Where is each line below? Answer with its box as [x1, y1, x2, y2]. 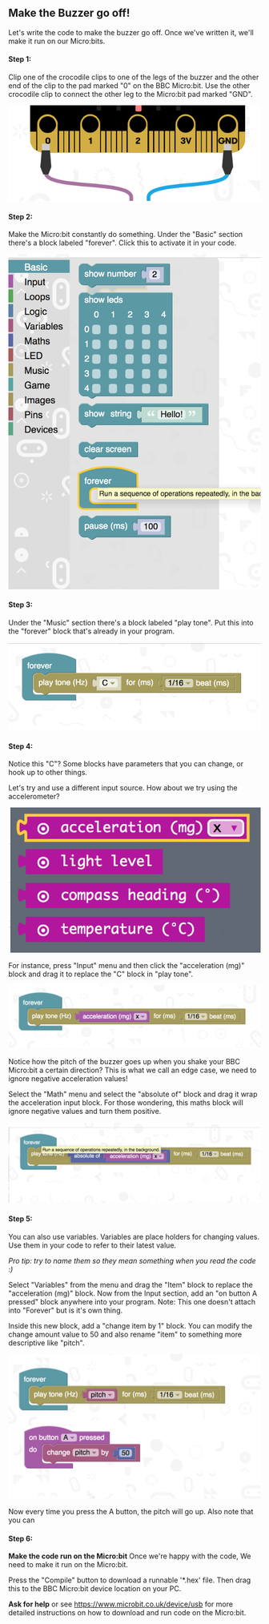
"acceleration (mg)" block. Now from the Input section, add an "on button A [8, 1288, 258, 1298]
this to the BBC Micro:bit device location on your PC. [8, 1584, 182, 1594]
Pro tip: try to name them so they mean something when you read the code [8, 1256, 256, 1265]
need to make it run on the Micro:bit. [8, 1560, 128, 1570]
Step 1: [8, 54, 32, 64]
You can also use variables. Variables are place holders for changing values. [8, 1232, 260, 1241]
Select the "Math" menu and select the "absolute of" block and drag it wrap [8, 1089, 258, 1099]
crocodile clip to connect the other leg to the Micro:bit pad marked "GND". [8, 90, 254, 99]
